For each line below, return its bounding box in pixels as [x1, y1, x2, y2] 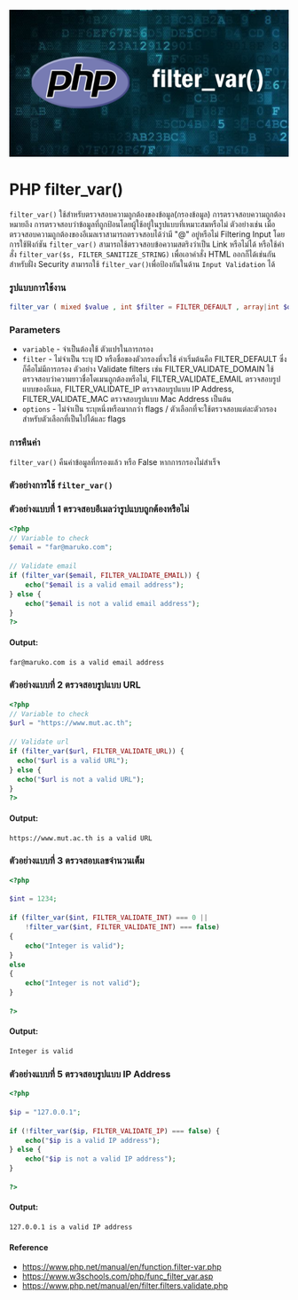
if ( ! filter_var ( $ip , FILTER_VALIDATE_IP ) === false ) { [9, 1126, 220, 1136]
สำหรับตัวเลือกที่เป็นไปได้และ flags [21, 414, 126, 424]
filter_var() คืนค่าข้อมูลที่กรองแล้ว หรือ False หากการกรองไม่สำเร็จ [9, 456, 221, 467]
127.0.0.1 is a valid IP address [9, 1223, 133, 1232]
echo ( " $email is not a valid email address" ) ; [25, 599, 200, 608]
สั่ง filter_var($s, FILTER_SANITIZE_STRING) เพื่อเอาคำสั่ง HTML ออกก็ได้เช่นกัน [9, 248, 277, 259]
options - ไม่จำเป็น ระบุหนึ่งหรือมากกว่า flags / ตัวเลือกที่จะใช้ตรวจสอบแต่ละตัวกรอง [21, 404, 277, 414]
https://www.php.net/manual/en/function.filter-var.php [21, 1262, 222, 1272]
